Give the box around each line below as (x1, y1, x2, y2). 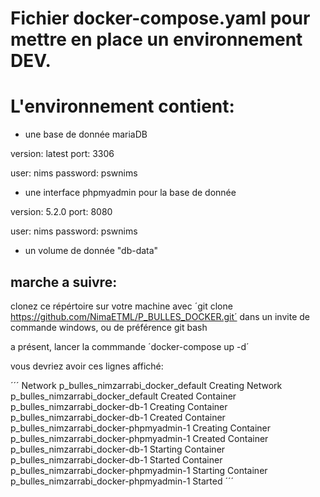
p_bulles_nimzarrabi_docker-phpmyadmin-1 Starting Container (10, 464, 268, 476)
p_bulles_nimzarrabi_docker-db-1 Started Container (10, 453, 223, 466)
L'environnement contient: (10, 95, 235, 118)
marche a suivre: (10, 273, 118, 291)
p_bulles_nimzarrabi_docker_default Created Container (10, 390, 237, 402)
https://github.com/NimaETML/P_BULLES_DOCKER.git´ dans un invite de (10, 310, 310, 322)
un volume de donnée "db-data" (24, 245, 159, 257)
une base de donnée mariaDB (24, 128, 148, 141)
